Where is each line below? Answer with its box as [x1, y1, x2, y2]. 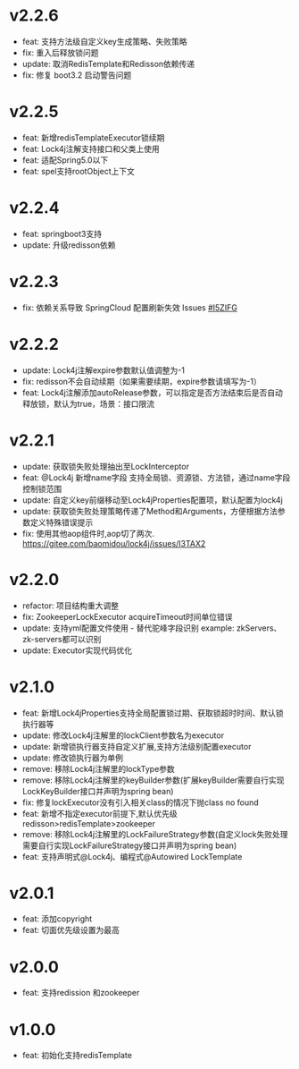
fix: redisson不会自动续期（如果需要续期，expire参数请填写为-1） [21, 376, 262, 386]
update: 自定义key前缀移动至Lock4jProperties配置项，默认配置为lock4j [21, 494, 283, 505]
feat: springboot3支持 [21, 228, 103, 239]
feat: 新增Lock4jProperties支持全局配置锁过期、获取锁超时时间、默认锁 [21, 708, 284, 718]
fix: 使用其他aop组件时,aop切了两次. [21, 528, 154, 539]
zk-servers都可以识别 [21, 633, 102, 644]
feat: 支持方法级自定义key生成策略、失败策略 [21, 36, 187, 47]
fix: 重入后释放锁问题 [21, 47, 99, 58]
